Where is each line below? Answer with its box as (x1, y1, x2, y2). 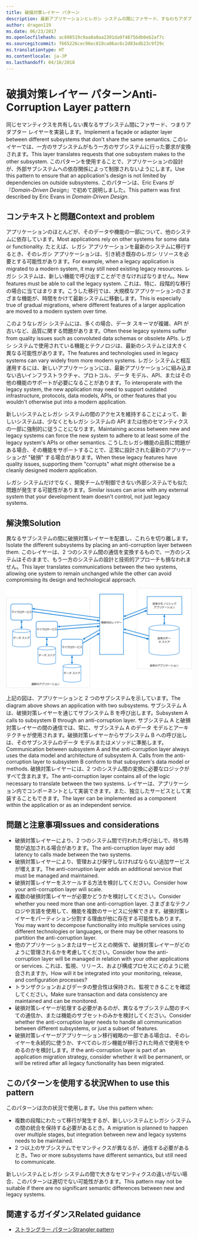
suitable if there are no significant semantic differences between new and (6, 1184, 185, 1192)
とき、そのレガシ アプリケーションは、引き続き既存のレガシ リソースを (11, 250, 184, 257)
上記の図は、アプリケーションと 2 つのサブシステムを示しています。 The (6, 694, 181, 701)
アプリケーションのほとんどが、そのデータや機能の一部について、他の (6, 228, 176, 235)
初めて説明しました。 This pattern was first (77, 186, 181, 193)
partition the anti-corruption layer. (14, 934, 97, 941)
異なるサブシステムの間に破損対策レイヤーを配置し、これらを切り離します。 (6, 535, 192, 542)
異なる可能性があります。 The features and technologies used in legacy (6, 350, 179, 357)
